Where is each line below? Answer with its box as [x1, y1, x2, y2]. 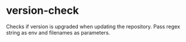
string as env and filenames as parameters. [6, 29, 111, 36]
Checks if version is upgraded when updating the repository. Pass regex [6, 23, 180, 30]
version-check [6, 4, 79, 17]
